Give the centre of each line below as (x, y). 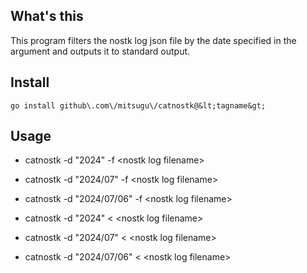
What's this (47, 16)
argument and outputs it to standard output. (100, 51)
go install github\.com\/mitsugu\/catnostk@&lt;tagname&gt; (138, 105)
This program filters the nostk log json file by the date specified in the (153, 40)
